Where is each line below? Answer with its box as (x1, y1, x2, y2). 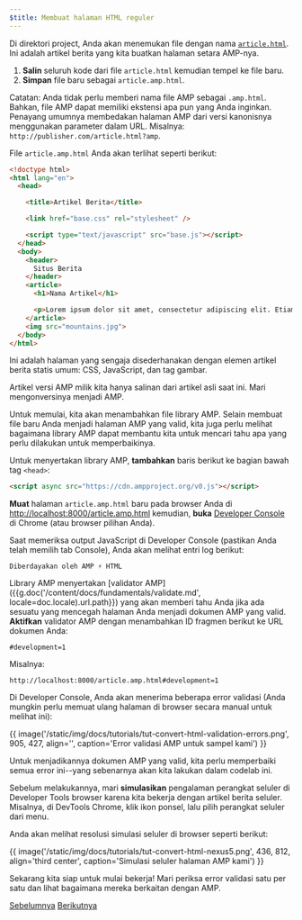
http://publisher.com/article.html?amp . (9, 130, 161, 140)
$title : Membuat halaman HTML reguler (9, 13, 155, 23)
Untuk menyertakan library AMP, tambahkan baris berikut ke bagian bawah (9, 455, 289, 466)
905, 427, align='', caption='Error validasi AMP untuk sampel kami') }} (9, 738, 268, 749)
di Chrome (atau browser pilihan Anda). (9, 518, 155, 528)
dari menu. (9, 811, 49, 822)
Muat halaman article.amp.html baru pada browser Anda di (9, 499, 233, 510)
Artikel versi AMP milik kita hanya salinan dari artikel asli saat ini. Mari (9, 382, 266, 392)
